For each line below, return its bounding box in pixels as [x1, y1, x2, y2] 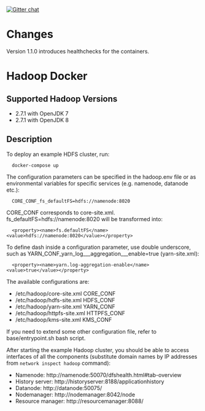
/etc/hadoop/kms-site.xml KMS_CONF [15, 316, 112, 323]
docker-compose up [12, 162, 60, 168]
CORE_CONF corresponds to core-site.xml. [6, 209, 115, 216]
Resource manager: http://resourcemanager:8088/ [15, 397, 144, 405]
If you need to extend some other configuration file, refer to [6, 327, 157, 335]
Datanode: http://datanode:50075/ [15, 384, 102, 391]
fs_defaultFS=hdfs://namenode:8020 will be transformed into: [6, 215, 163, 222]
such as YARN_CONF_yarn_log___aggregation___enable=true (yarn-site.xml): [6, 249, 199, 257]
